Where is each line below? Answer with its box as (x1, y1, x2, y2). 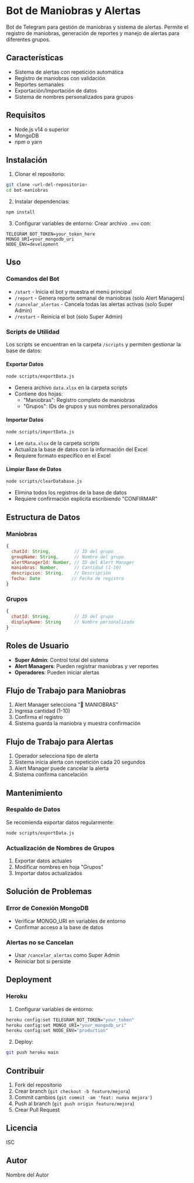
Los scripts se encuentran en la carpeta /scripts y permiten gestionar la (6, 341, 181, 348)
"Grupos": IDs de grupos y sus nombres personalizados (23, 403, 158, 410)
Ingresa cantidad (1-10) (14, 707, 70, 714)
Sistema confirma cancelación (14, 771, 88, 778)
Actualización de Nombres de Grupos (6, 844, 115, 852)
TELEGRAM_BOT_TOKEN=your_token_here (6, 231, 95, 237)
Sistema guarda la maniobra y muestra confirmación (14, 720, 141, 727)
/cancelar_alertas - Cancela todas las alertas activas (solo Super (14, 300, 174, 308)
